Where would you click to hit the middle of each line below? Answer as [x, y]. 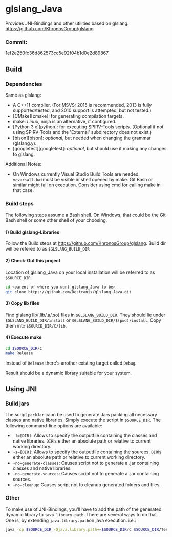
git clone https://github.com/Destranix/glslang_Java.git [68, 292]
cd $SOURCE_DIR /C [24, 348]
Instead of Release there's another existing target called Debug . [71, 363]
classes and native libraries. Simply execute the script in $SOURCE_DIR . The [83, 420]
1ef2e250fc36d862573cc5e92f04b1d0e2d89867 [57, 53]
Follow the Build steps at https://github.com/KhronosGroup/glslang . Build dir [86, 243]
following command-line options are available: [54, 426]
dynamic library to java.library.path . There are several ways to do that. [82, 514]
